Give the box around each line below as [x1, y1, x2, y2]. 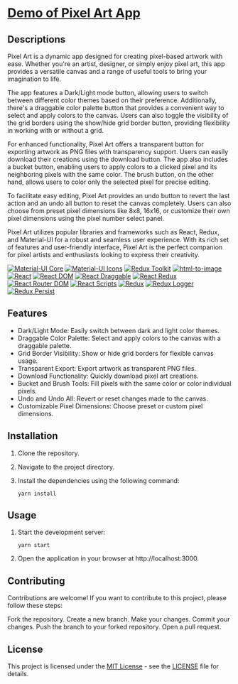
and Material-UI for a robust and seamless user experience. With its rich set [7, 236, 229, 244]
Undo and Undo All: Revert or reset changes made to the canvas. [17, 394, 208, 403]
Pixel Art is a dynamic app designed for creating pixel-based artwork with [7, 52, 223, 60]
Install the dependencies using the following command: [17, 476, 180, 484]
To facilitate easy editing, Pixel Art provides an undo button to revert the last [7, 192, 230, 200]
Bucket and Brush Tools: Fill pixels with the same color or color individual [17, 379, 232, 388]
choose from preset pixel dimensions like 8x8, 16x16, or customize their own [7, 207, 231, 215]
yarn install [17, 490, 57, 497]
